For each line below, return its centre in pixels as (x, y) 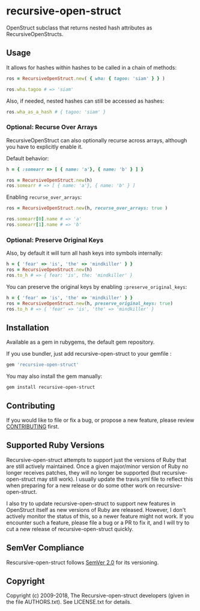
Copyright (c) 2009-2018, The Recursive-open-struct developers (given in (98, 595)
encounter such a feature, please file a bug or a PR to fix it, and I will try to (98, 522)
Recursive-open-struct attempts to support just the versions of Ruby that (96, 460)
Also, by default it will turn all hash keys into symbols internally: (84, 253)
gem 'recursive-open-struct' (43, 365)
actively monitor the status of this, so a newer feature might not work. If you (100, 516)
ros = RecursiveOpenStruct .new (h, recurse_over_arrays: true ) (87, 208)
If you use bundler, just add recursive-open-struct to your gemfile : (89, 354)
